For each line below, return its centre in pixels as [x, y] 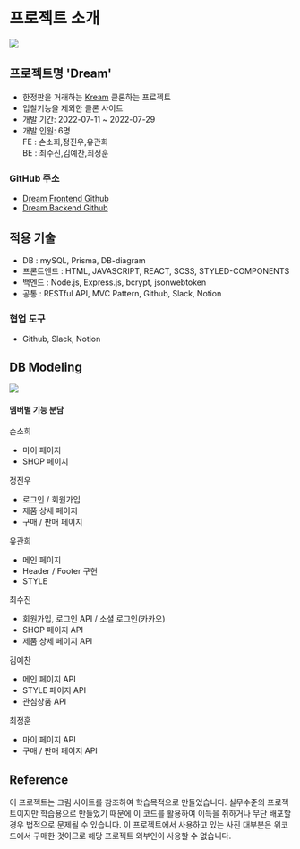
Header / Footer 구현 [60, 571]
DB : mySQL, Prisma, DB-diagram [84, 260]
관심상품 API [44, 702]
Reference [39, 780]
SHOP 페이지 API [52, 630]
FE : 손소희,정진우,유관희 [65, 141]
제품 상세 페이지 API [57, 641]
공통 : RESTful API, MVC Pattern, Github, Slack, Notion [122, 293]
